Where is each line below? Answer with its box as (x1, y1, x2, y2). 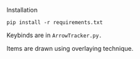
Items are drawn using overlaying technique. (6, 45, 134, 52)
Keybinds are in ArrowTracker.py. (6, 31, 102, 39)
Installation (6, 6, 38, 14)
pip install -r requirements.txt (6, 19, 103, 26)
